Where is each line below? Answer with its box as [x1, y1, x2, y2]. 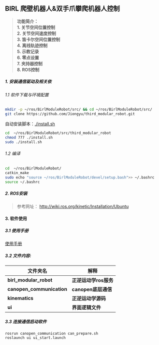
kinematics [7, 295, 34, 301]
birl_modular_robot [7, 276, 53, 283]
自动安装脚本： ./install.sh [5, 121, 56, 127]
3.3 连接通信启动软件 [5, 318, 47, 324]
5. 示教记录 [16, 48, 39, 54]
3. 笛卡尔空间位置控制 [16, 36, 60, 42]
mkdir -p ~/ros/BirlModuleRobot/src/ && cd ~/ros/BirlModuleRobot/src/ [5, 107, 152, 112]
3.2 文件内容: [5, 253, 31, 258]
